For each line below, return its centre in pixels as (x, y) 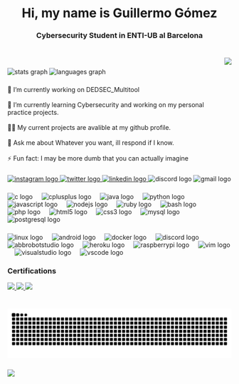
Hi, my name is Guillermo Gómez (119, 13)
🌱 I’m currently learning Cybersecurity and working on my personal (106, 104)
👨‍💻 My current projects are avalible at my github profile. (89, 127)
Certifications (32, 271)
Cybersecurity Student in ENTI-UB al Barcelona (119, 36)
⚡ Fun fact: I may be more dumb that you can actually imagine (98, 158)
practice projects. (33, 112)
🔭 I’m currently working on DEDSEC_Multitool (74, 89)
